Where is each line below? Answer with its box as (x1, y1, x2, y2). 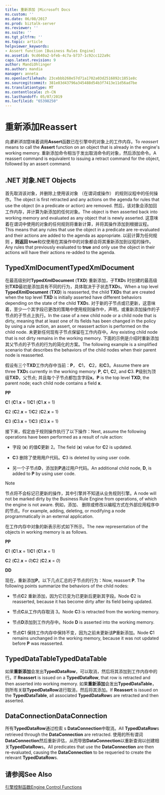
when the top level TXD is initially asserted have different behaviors (5, 294, 142, 300)
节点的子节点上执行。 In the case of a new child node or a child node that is (5, 312, 157, 318)
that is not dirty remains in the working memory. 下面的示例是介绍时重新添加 (5, 335, 159, 341)
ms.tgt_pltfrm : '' (5, 35, 43, 40)
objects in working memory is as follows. (5, 529, 88, 535)
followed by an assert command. (5, 161, 71, 167)
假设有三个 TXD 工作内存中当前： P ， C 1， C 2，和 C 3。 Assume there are (5, 362, 150, 368)
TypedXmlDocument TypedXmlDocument (5, 264, 135, 272)
